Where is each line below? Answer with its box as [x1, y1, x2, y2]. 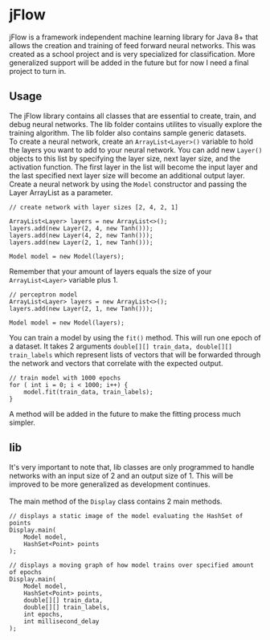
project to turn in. [9, 66, 67, 75]
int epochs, [23, 610, 63, 618]
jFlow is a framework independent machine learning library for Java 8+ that [9, 32, 259, 42]
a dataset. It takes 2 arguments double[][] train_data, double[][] [9, 341, 232, 351]
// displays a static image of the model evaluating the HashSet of [9, 512, 243, 520]
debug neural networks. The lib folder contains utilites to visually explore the [9, 119, 263, 129]
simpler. [9, 418, 35, 427]
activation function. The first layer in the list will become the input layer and [9, 162, 258, 172]
